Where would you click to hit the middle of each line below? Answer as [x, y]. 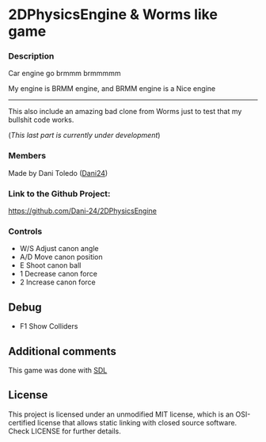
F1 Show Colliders [49, 326]
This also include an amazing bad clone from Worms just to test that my [125, 112]
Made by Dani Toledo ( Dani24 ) [58, 173]
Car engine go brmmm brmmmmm [65, 74]
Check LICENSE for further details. [65, 431]
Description [31, 56]
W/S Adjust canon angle [59, 249]
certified [22, 422]
